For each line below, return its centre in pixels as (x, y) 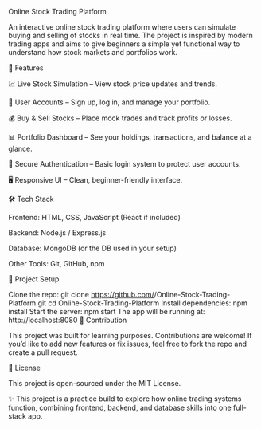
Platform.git (27, 303)
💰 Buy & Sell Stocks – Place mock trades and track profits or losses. (120, 118)
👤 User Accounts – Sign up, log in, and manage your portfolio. (109, 102)
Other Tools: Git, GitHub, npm (56, 264)
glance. (21, 148)
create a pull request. (43, 352)
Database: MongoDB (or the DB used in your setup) (93, 248)
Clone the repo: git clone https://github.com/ (82, 295)
